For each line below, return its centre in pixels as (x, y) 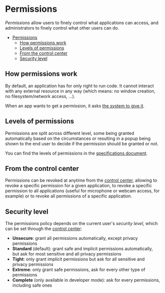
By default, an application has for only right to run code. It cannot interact (80, 86)
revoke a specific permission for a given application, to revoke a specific (79, 186)
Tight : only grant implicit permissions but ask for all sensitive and (79, 259)
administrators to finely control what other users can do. (62, 28)
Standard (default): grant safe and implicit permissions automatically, (82, 249)
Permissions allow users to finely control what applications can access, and (82, 23)
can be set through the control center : (44, 229)
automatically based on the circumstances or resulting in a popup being (78, 138)
